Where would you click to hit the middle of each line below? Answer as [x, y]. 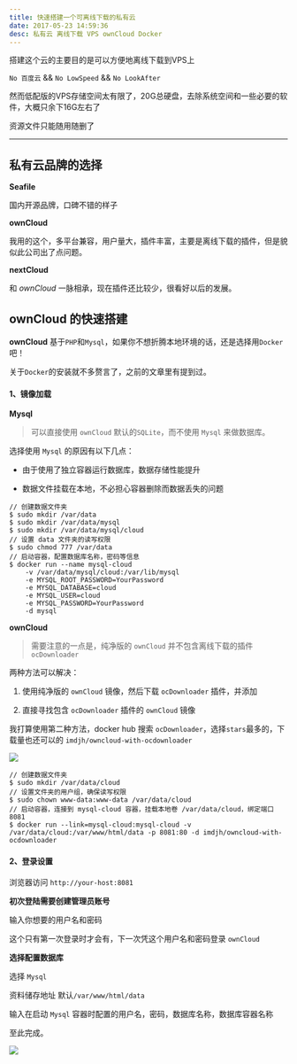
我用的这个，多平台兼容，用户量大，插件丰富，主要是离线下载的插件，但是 [145, 241]
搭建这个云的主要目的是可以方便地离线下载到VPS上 [102, 60]
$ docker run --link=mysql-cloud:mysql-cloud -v [100, 825]
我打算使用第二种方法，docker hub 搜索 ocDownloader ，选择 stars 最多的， [143, 729]
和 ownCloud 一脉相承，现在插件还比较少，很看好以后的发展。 [123, 288]
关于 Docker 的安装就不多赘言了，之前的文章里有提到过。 [110, 372]
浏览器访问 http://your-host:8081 [72, 882]
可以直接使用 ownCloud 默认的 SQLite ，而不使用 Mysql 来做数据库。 [150, 432]
